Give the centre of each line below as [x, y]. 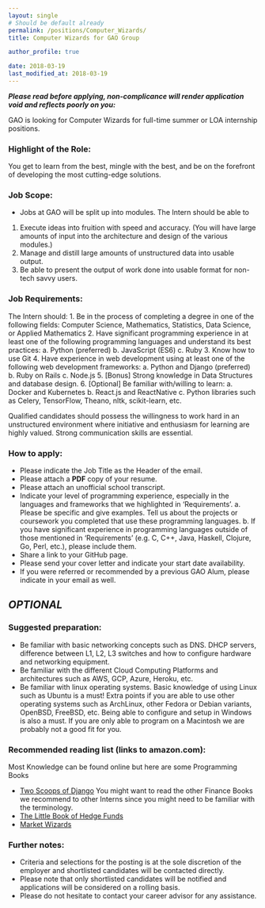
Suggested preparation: [55, 627]
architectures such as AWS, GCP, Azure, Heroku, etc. [106, 678]
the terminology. [46, 808]
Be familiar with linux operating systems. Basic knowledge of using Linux [138, 687]
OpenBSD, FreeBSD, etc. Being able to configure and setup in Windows [136, 712]
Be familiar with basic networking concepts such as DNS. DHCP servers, [138, 645]
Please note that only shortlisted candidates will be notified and [123, 879]
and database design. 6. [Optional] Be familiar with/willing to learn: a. [121, 383]
